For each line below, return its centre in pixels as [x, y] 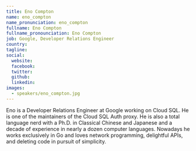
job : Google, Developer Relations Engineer [60, 39]
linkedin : [23, 83]
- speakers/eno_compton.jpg [46, 93]
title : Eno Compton [30, 11]
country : [17, 45]
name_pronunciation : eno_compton [47, 22]
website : [22, 61]
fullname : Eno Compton [34, 28]
